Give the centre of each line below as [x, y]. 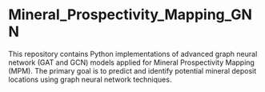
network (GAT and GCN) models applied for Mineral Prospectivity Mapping [131, 62]
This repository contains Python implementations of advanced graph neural [133, 54]
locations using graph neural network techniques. [90, 79]
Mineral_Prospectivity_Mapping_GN [130, 15]
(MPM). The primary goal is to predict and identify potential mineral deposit [132, 70]
